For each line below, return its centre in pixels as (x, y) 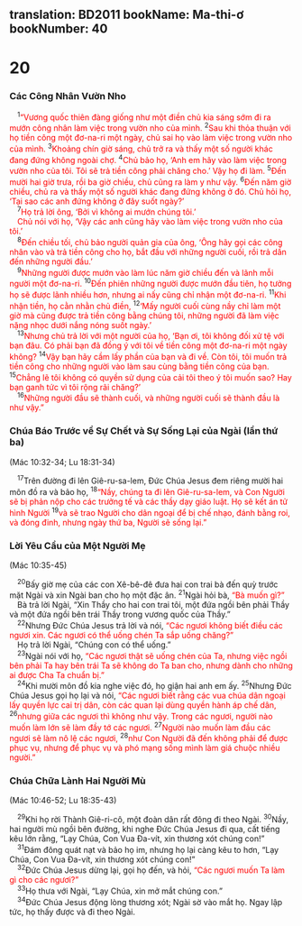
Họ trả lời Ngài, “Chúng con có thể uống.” (94, 645)
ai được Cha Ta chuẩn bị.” (57, 674)
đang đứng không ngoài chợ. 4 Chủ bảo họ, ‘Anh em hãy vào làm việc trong (148, 159)
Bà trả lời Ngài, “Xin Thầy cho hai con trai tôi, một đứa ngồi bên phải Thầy (154, 605)
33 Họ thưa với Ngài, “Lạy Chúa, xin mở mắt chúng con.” (120, 890)
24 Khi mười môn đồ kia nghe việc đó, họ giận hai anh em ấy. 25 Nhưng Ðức (155, 685)
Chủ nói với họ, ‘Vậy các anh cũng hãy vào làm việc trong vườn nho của (151, 222)
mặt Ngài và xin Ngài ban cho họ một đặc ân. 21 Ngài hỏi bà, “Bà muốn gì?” (147, 594)
